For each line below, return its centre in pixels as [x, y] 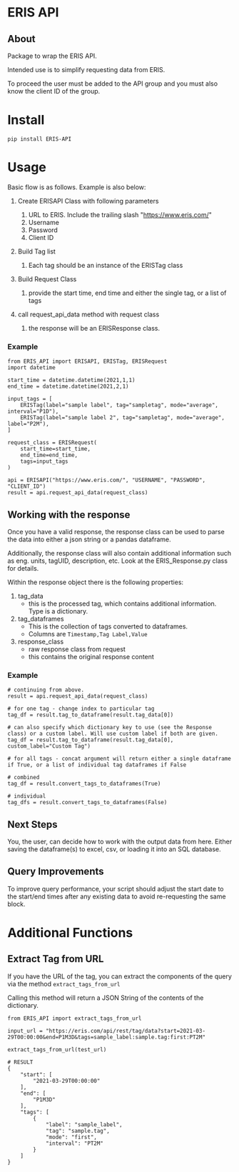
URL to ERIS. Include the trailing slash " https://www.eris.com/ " [120, 214]
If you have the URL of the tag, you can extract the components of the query [119, 976]
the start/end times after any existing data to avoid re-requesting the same [117, 896]
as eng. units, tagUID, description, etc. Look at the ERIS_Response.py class [118, 561]
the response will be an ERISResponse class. [94, 328]
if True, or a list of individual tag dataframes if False [97, 765]
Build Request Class [47, 279]
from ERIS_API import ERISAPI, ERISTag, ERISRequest [87, 361]
